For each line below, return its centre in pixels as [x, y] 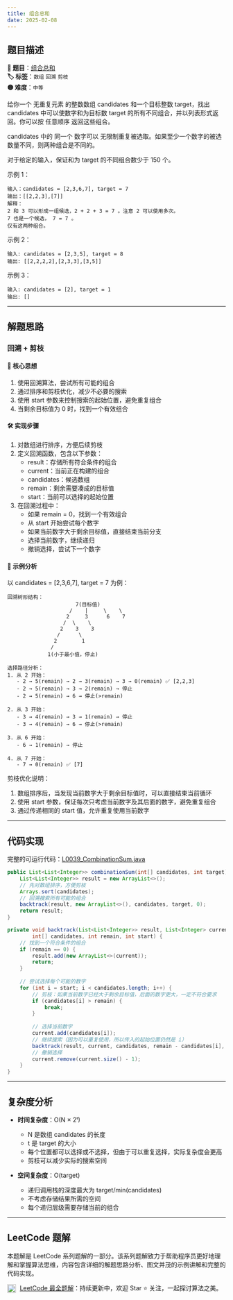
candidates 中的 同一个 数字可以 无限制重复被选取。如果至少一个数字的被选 [114, 137]
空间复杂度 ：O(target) [49, 1175]
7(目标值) [88, 605]
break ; [54, 1007]
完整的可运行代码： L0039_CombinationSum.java [76, 859]
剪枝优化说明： [28, 779]
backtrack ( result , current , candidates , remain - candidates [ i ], [129, 1046]
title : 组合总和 [28, 14]
